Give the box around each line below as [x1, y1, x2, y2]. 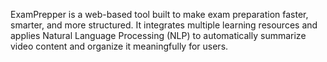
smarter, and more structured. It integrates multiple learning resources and [10, 19, 318, 31]
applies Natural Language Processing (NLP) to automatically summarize [10, 30, 307, 41]
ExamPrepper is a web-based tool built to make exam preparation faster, [10, 9, 309, 20]
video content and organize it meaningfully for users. [10, 40, 229, 52]
